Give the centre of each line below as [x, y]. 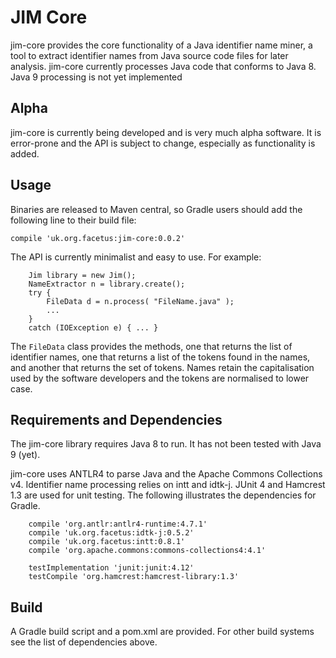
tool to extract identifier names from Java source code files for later [149, 55]
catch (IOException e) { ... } [93, 327]
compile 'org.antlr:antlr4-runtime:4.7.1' [118, 524]
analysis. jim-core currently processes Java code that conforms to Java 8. [163, 66]
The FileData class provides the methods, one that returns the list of [151, 346]
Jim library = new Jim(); [82, 275]
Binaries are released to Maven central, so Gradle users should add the [156, 209]
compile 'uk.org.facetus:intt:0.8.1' [107, 542]
